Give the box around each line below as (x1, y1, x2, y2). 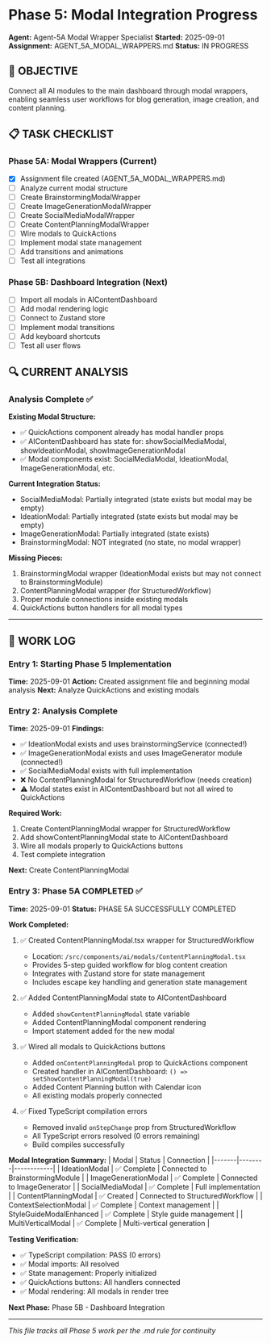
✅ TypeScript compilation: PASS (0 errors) (19, 1249, 161, 1260)
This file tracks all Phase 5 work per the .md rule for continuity (8, 1325, 216, 1335)
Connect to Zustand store (19, 313, 106, 323)
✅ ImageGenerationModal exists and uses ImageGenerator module (19, 748, 243, 758)
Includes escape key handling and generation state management (31, 977, 248, 986)
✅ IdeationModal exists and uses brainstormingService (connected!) (19, 739, 248, 749)
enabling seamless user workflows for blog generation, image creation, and (8, 94, 260, 104)
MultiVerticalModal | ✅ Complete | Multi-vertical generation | (8, 1218, 210, 1228)
